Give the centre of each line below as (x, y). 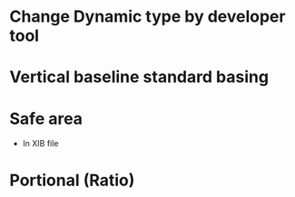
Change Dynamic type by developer (147, 17)
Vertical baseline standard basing (139, 77)
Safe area (46, 118)
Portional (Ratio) (72, 180)
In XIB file (40, 144)
